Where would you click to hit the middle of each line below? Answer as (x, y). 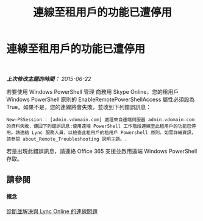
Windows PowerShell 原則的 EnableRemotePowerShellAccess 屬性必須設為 (101, 99)
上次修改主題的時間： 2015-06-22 (49, 79)
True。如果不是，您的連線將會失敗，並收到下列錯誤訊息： (79, 107)
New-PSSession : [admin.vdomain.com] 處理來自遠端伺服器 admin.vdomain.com (101, 119)
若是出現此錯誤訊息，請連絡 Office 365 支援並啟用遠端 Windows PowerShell (102, 151)
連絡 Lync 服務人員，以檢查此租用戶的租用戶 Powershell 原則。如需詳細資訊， (108, 132)
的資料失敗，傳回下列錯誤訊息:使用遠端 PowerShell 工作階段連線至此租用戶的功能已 (99, 126)
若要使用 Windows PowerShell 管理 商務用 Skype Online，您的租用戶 (92, 91)
